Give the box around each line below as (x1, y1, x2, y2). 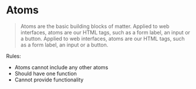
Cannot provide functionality (14, 76, 84, 83)
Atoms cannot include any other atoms (14, 63, 109, 70)
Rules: (6, 52, 22, 59)
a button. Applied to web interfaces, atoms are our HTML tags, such (20, 35, 185, 42)
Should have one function (14, 70, 77, 77)
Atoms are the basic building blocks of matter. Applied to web (20, 23, 170, 30)
